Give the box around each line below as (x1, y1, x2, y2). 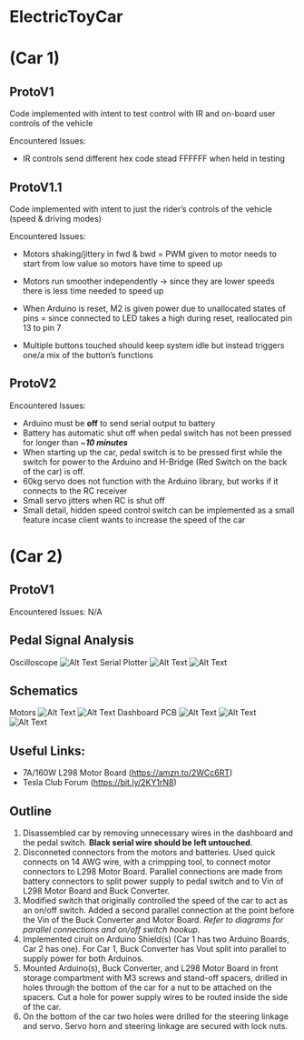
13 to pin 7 (22, 323, 62, 333)
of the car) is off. (22, 465, 85, 476)
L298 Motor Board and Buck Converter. (22, 885, 171, 896)
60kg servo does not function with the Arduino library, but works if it (22, 475, 279, 486)
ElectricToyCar (9, 6, 123, 27)
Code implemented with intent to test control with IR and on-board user (9, 108, 276, 119)
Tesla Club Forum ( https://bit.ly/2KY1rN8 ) (22, 777, 177, 788)
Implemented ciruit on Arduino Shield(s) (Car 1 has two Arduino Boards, (22, 934, 290, 945)
